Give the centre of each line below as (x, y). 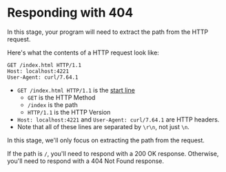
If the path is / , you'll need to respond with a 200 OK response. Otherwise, (113, 153)
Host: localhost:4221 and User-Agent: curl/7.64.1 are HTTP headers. (118, 120)
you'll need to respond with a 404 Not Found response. (85, 161)
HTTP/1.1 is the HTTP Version (69, 112)
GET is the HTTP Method (61, 97)
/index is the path (52, 104)
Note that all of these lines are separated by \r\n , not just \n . (103, 126)
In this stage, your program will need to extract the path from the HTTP (108, 32)
